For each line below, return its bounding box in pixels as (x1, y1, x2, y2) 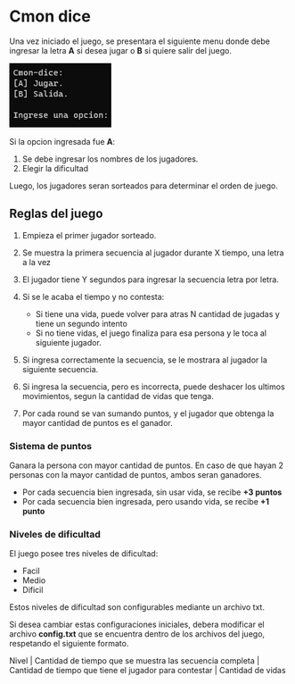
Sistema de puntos (9, 439, 92, 452)
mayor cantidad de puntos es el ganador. (21, 417, 174, 428)
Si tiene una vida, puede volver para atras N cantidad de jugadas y (35, 308, 281, 319)
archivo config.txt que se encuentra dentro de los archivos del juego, (9, 629, 266, 639)
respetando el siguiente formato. (9, 638, 129, 649)
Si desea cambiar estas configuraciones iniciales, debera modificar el (9, 619, 265, 630)
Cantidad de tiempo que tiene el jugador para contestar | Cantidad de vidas (9, 665, 287, 676)
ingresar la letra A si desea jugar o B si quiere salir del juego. (9, 45, 232, 55)
